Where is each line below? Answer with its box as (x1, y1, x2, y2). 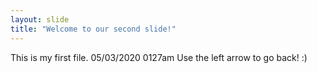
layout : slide (10, 14, 70, 25)
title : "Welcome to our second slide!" (10, 24, 177, 34)
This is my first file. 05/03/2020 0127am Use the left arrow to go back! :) (10, 51, 308, 63)
